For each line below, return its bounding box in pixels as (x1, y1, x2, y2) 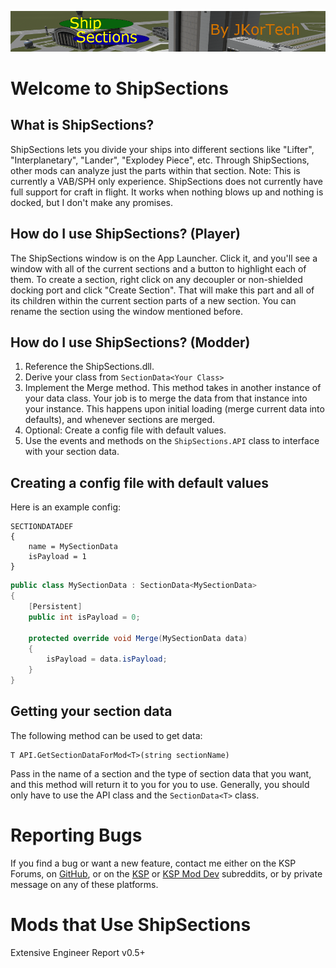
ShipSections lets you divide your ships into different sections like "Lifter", (10, 143, 315, 155)
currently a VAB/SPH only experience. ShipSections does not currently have (10, 175, 323, 187)
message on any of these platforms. (10, 878, 159, 890)
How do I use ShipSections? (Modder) (10, 334, 251, 351)
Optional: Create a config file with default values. (24, 424, 227, 436)
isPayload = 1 (28, 552, 87, 562)
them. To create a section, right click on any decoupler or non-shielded (10, 273, 303, 285)
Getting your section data (10, 703, 173, 720)
